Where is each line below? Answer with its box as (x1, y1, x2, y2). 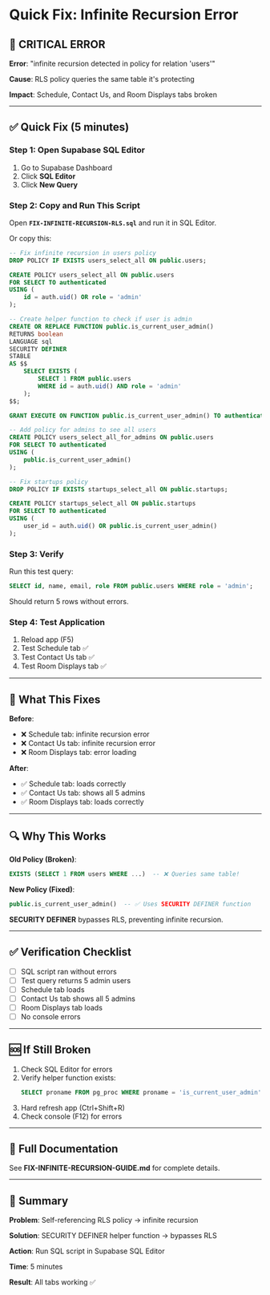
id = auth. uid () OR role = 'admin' (23, 293, 143, 301)
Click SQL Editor (20, 171, 76, 181)
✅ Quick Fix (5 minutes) (9, 120, 130, 134)
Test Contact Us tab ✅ (20, 652, 95, 662)
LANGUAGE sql (9, 337, 53, 345)
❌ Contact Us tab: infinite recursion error (20, 739, 156, 748)
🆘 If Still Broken (9, 1043, 91, 1057)
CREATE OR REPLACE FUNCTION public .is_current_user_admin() (9, 322, 215, 330)
